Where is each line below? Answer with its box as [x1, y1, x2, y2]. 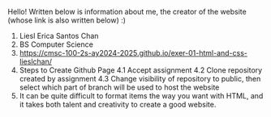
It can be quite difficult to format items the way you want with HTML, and [19, 91, 264, 100]
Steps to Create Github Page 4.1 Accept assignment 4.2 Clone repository [19, 65, 263, 75]
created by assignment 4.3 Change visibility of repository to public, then [19, 74, 261, 83]
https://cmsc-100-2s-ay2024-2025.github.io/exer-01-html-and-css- [19, 48, 248, 57]
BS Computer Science [19, 40, 94, 49]
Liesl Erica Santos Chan [19, 31, 99, 40]
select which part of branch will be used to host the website [19, 82, 220, 92]
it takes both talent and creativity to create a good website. [19, 100, 217, 109]
